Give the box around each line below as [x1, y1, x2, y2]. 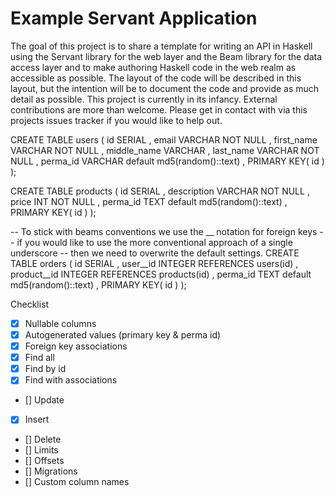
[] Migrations [24, 465, 78, 477]
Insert [24, 413, 50, 426]
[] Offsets [24, 455, 65, 467]
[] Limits [24, 444, 59, 456]
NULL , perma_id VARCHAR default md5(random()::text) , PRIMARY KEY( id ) [10, 155, 325, 167]
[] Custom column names [24, 476, 130, 488]
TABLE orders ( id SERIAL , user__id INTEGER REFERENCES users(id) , [10, 257, 299, 269]
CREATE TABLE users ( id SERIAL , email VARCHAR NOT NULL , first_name [10, 133, 318, 146]
